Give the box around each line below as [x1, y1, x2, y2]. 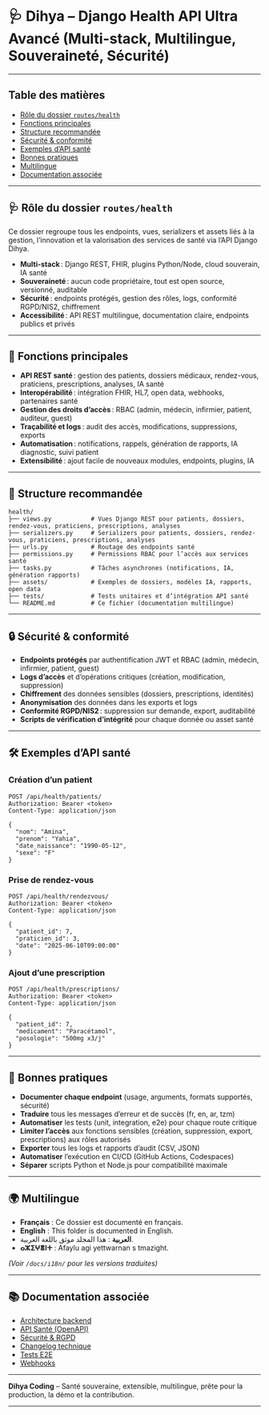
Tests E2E [19, 1349, 54, 1359]
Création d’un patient [8, 774, 93, 785]
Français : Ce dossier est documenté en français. [19, 1217, 184, 1226]
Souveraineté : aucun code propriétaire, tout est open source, [19, 276, 225, 286]
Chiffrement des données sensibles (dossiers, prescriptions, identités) [19, 689, 254, 699]
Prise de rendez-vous [8, 874, 94, 886]
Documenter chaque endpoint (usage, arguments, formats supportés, [19, 1093, 253, 1102]
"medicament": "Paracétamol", [15, 1028, 116, 1036]
